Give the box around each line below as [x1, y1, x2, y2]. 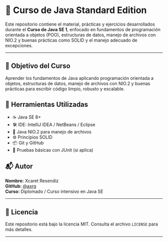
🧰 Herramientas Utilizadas [5, 100, 88, 109]
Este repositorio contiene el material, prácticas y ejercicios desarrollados [5, 21, 155, 27]
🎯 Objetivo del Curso [5, 62, 71, 70]
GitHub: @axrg [5, 183, 36, 189]
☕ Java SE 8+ [12, 114, 41, 120]
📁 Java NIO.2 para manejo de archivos [12, 129, 91, 135]
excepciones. [5, 42, 33, 48]
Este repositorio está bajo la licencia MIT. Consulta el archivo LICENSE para [5, 221, 158, 227]
